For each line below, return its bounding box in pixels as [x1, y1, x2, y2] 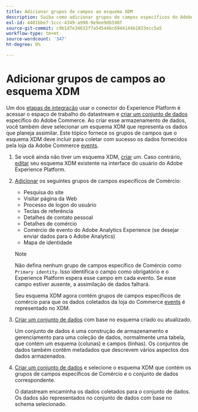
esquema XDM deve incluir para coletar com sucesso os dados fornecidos [6, 135, 187, 142]
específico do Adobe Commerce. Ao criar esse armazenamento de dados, [6, 116, 187, 124]
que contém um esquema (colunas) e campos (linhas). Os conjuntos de [14, 340, 189, 347]
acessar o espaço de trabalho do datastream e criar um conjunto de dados [6, 110, 188, 117]
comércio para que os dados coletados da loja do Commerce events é [14, 298, 186, 305]
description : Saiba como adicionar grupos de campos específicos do [6, 14, 178, 20]
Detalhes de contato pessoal [23, 214, 93, 221]
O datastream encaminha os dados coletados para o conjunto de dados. [14, 388, 190, 395]
